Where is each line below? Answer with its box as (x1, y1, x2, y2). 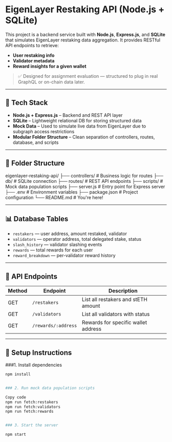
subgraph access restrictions (12, 128, 75, 134)
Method (8, 287, 28, 294)
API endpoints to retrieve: (5, 42, 59, 48)
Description (108, 287, 138, 294)
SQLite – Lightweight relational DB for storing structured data (12, 117, 142, 123)
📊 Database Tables (5, 214, 69, 223)
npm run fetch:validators (5, 404, 60, 409)
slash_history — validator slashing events (12, 242, 102, 248)
